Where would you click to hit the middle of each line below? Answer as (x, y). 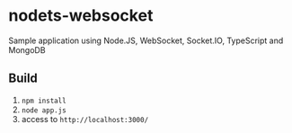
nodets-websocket (81, 16)
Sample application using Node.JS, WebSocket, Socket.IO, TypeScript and (146, 40)
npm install (44, 101)
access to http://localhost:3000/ (85, 119)
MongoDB (27, 49)
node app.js (44, 110)
